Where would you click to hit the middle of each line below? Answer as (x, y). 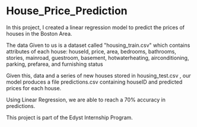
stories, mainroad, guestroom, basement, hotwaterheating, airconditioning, (98, 58)
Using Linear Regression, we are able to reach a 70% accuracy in (86, 100)
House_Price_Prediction (67, 11)
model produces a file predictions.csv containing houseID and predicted (94, 82)
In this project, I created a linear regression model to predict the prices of (96, 27)
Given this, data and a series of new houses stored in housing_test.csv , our (99, 75)
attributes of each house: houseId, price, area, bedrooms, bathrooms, (91, 51)
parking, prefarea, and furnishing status (55, 64)
